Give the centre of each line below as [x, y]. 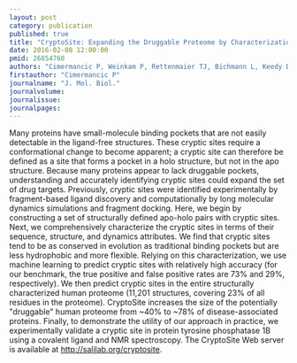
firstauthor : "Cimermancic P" [65, 75]
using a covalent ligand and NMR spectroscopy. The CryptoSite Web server [147, 340]
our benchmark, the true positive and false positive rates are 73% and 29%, [147, 274]
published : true [39, 34]
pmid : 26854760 [37, 58]
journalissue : [35, 100]
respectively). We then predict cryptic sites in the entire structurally [132, 283]
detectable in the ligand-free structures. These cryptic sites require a [135, 143]
